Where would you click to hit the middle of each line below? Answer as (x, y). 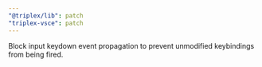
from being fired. (36, 54)
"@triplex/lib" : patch (46, 16)
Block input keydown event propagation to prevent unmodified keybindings (131, 45)
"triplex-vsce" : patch (46, 23)
